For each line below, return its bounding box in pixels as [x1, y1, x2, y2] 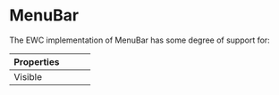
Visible [13, 70, 43, 83]
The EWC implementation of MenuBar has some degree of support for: [9, 35, 270, 45]
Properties [13, 55, 60, 67]
